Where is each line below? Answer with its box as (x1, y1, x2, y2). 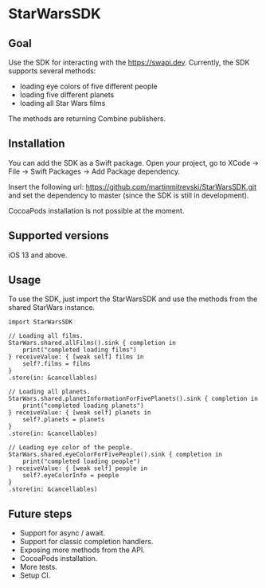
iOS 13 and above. (8, 250, 68, 260)
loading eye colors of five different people (19, 81, 158, 91)
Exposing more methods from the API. (19, 545, 145, 555)
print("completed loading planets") (22, 402, 145, 410)
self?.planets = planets (22, 416, 105, 424)
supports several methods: (8, 66, 96, 76)
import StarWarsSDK (8, 318, 73, 327)
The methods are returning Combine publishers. (8, 114, 166, 123)
